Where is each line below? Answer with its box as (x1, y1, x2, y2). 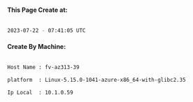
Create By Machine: (7, 42, 66, 50)
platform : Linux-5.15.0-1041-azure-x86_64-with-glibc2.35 (7, 77, 187, 84)
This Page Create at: (7, 6, 68, 14)
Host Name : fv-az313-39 (7, 64, 80, 71)
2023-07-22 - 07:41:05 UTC (7, 27, 86, 34)
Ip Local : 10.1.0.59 (7, 89, 73, 96)
